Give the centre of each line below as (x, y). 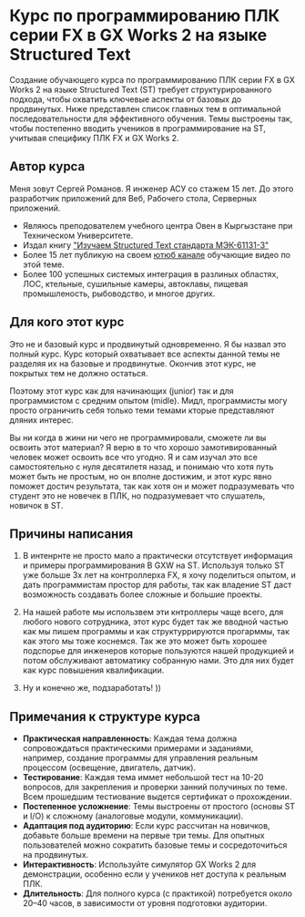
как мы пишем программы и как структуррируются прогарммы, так (156, 632)
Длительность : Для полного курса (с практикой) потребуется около (158, 893)
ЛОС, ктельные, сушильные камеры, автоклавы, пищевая (135, 283)
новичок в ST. (36, 505)
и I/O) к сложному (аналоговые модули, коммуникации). (133, 816)
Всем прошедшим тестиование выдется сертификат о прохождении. (157, 797)
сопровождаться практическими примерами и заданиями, (138, 748)
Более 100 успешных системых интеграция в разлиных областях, (151, 273)
